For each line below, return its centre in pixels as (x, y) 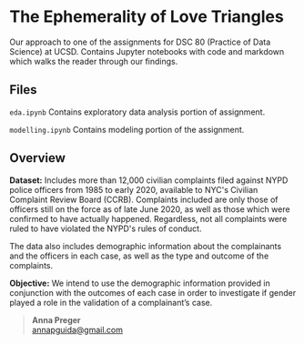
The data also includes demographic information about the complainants (146, 246)
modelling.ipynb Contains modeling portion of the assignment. (127, 129)
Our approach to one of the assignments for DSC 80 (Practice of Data (140, 42)
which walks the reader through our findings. (94, 61)
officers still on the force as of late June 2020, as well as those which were (150, 209)
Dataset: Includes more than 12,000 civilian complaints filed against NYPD (149, 180)
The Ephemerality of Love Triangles (147, 17)
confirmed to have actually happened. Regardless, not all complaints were (148, 218)
